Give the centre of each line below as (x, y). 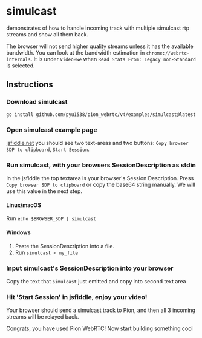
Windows (18, 232)
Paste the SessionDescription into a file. (65, 246)
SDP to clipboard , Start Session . (48, 149)
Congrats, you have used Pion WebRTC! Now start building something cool (99, 328)
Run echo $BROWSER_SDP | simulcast (51, 218)
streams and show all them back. (47, 34)
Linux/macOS (24, 205)
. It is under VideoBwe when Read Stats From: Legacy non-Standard (113, 59)
